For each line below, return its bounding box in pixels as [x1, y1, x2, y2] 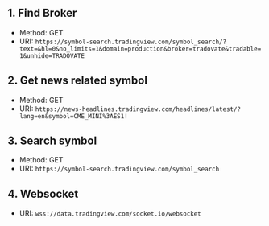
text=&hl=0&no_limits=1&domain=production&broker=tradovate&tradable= [19, 44, 262, 53]
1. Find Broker [7, 6, 77, 20]
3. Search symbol [7, 134, 97, 148]
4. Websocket [7, 187, 79, 200]
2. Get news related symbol [7, 74, 148, 88]
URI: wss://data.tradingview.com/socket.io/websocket [19, 208, 202, 218]
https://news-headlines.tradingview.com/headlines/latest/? [35, 105, 242, 113]
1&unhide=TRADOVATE [19, 51, 85, 60]
